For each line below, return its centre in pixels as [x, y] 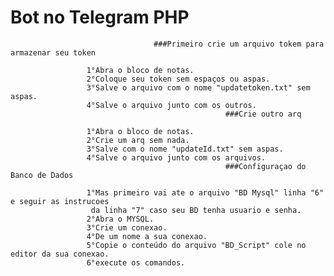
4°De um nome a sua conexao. [147, 236]
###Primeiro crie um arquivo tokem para [239, 44]
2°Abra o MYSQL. [120, 219]
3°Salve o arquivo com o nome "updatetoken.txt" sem [198, 87]
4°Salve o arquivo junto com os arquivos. [176, 157]
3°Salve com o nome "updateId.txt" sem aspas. [185, 149]
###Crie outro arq [263, 114]
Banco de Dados [42, 175]
